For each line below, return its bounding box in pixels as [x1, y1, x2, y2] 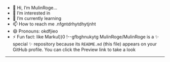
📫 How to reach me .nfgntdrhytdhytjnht [12, 21, 96, 27]
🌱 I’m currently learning [12, 15, 62, 21]
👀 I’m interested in [12, 10, 51, 16]
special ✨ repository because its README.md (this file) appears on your [12, 41, 157, 47]
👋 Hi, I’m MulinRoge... [12, 5, 58, 10]
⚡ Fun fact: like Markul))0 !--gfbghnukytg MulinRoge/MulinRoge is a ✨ [12, 34, 159, 39]
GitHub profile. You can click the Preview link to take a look [12, 46, 136, 52]
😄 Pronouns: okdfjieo [12, 28, 58, 34]
